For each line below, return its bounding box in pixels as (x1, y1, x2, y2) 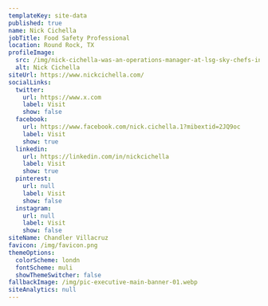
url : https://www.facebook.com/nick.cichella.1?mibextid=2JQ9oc (22, 123, 241, 131)
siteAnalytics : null (8, 286, 77, 294)
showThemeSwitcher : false (15, 271, 102, 279)
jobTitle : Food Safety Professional (8, 33, 130, 42)
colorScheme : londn (15, 256, 81, 264)
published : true (8, 19, 62, 27)
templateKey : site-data (8, 11, 88, 20)
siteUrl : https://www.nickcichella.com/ (8, 71, 145, 79)
